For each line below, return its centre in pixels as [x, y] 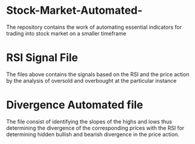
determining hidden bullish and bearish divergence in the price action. [93, 134]
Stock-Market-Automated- [74, 10]
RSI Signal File [42, 58]
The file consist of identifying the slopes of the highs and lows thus [89, 121]
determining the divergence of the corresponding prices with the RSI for [95, 128]
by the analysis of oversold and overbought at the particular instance [91, 80]
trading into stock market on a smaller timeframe [66, 33]
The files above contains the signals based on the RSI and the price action [98, 74]
